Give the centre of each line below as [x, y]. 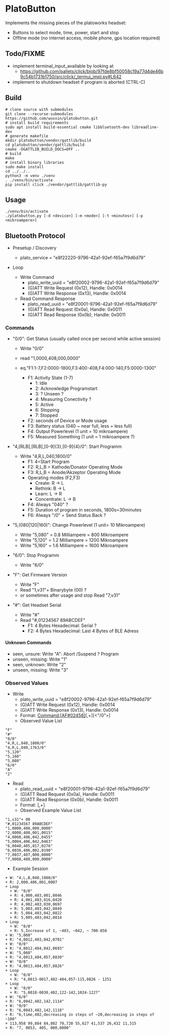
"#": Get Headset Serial [37, 605]
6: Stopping [47, 410]
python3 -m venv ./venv [30, 176]
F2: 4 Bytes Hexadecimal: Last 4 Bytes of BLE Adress [83, 631]
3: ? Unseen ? [49, 394]
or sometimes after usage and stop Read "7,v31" [70, 595]
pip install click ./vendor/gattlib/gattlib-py [56, 185]
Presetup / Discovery [34, 248]
